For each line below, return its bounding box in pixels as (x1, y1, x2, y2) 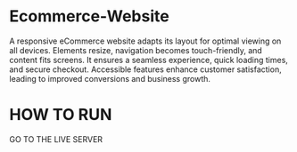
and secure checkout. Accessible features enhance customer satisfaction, (9, 64, 283, 75)
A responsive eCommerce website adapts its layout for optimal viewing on (9, 36, 282, 46)
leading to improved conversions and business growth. (9, 73, 211, 84)
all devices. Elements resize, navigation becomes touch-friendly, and (9, 44, 263, 55)
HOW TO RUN (9, 105, 112, 125)
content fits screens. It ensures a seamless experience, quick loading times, (9, 54, 288, 65)
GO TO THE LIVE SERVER (9, 133, 103, 144)
